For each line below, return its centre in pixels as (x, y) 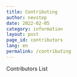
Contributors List (27, 69)
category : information (35, 29)
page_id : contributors (35, 40)
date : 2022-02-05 (28, 23)
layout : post (23, 35)
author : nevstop (26, 18)
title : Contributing (32, 12)
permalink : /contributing (38, 52)
